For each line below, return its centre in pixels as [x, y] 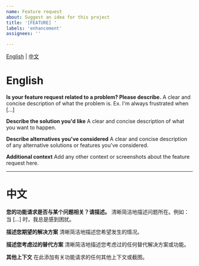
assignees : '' [24, 34]
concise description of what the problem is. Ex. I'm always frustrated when [97, 104]
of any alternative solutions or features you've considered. [78, 145]
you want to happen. [31, 127]
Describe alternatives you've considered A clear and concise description [97, 139]
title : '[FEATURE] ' [32, 23]
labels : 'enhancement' [34, 28]
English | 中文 [23, 56]
